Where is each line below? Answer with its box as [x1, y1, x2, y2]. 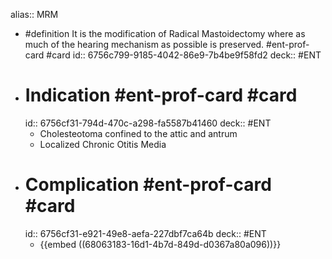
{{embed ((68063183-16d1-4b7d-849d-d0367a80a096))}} [39, 238, 282, 250]
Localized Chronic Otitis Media [39, 138, 167, 150]
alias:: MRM [10, 9, 59, 20]
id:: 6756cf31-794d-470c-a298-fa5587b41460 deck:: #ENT [24, 117, 272, 129]
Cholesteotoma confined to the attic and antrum [39, 127, 238, 139]
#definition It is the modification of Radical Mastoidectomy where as [24, 28, 306, 39]
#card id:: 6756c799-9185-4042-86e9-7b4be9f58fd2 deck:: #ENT [46, 49, 322, 61]
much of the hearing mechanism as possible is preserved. [24, 39, 265, 50]
